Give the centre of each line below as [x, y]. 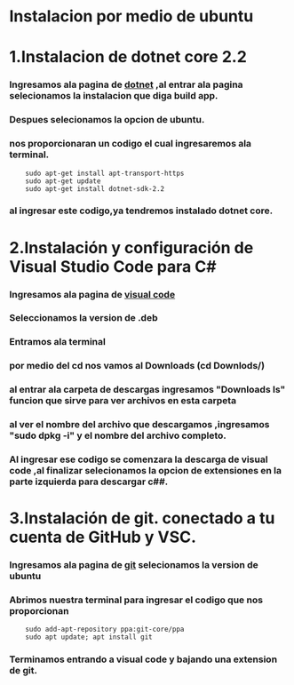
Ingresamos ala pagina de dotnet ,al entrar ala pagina [126, 84]
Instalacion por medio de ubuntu [131, 16]
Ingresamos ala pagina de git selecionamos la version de [134, 565]
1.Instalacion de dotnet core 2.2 [128, 57]
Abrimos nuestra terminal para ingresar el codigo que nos [136, 600]
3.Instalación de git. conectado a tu [142, 518]
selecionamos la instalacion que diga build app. [114, 96]
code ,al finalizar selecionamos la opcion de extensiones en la [146, 471]
